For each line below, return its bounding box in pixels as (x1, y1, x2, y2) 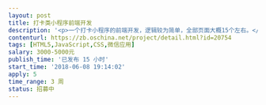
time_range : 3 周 (8, 77, 65, 85)
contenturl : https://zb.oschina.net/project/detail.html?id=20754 (8, 33, 232, 42)
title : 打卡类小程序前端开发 (8, 19, 93, 27)
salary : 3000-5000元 (8, 48, 75, 56)
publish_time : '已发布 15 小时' (8, 56, 109, 64)
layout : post (8, 11, 51, 20)
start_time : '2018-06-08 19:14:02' (8, 63, 126, 71)
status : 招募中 (8, 84, 55, 93)
